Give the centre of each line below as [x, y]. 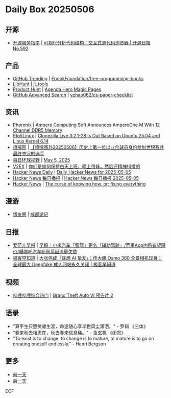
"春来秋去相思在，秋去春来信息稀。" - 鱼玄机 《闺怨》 [69, 333]
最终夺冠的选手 [28, 153]
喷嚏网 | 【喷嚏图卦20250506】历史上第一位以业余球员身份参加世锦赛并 [88, 147]
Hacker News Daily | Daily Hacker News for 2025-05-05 [72, 172]
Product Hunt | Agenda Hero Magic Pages [57, 89]
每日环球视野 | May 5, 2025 [41, 160]
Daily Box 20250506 [50, 9]
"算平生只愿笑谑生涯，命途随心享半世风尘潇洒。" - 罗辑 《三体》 [80, 326]
